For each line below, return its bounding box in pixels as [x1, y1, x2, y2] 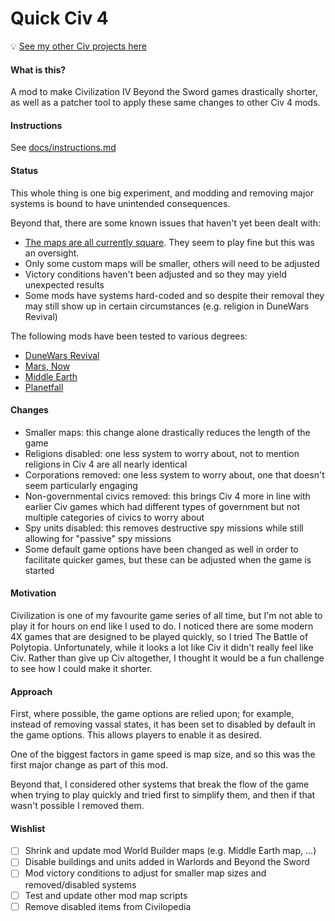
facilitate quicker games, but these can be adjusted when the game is [24, 553, 312, 566]
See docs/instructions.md [10, 142, 117, 154]
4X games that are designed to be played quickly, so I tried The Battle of [10, 630, 309, 642]
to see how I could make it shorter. [10, 662, 153, 674]
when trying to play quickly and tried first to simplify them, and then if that [10, 789, 316, 801]
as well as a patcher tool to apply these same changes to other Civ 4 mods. [10, 97, 321, 109]
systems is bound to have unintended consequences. [10, 197, 231, 209]
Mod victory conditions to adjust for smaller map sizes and [24, 867, 267, 879]
